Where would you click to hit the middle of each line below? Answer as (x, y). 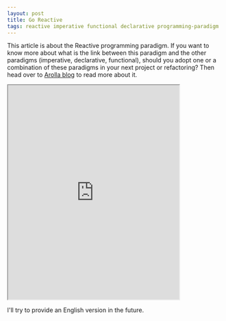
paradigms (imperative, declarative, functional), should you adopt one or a (112, 60)
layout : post (26, 13)
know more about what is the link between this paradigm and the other (107, 53)
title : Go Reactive (35, 20)
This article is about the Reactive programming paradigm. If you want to (108, 46)
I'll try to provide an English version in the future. (76, 310)
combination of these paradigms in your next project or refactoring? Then (111, 68)
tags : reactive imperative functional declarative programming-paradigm (113, 26)
